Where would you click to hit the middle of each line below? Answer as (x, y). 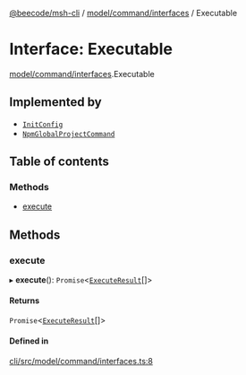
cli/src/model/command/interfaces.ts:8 (81, 361)
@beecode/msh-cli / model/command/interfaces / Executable (123, 13)
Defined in (29, 341)
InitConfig (42, 125)
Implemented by (55, 102)
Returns (25, 301)
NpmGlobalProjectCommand (68, 134)
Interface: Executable (91, 49)
